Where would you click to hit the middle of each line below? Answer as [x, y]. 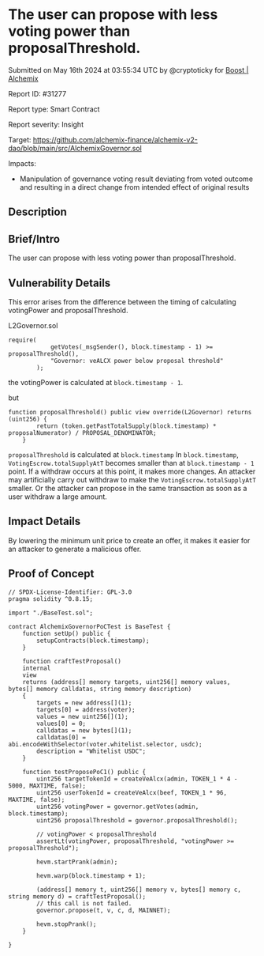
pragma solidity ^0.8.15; [50, 599]
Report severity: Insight [46, 124]
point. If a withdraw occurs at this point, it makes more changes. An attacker [132, 471]
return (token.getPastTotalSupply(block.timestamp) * [126, 426]
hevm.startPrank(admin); [77, 862]
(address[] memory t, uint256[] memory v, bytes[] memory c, [139, 890]
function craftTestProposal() [72, 661]
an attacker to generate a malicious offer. [75, 549]
